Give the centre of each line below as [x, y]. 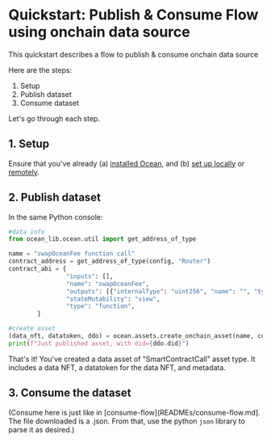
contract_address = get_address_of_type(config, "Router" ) [110, 261]
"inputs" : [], [90, 276]
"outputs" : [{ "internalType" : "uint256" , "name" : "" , [158, 291]
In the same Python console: [56, 217]
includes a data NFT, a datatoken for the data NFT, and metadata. [117, 367]
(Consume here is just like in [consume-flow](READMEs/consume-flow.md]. [134, 412]
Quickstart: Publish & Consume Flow [133, 15]
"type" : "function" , [100, 306]
